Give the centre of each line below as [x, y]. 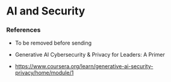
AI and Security [46, 11]
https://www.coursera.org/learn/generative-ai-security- [84, 66]
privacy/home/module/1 [44, 73]
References [23, 30]
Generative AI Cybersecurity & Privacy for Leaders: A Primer [90, 55]
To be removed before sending [53, 43]
